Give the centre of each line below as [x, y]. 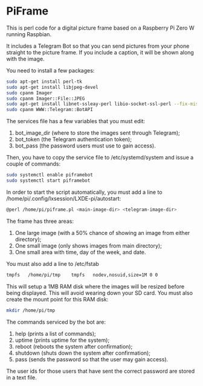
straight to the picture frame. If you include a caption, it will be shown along [100, 52]
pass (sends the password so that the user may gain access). [92, 359]
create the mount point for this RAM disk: [57, 299]
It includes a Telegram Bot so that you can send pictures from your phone [98, 46]
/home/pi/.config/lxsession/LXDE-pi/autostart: [64, 198]
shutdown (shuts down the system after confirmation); [83, 353]
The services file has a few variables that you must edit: [76, 121]
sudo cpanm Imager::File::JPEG [46, 98]
